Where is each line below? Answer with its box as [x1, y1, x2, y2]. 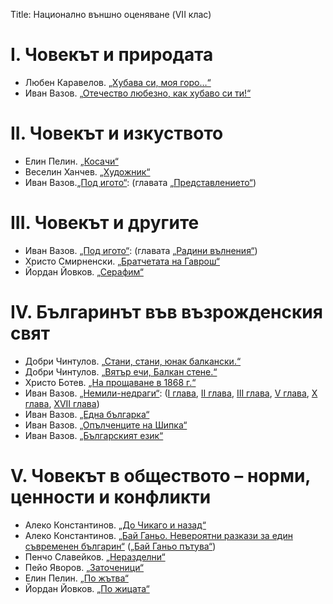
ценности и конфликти [10, 485, 212, 508]
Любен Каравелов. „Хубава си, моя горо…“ [24, 76, 212, 88]
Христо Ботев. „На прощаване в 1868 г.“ [24, 376, 197, 388]
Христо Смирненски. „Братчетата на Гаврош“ [24, 255, 221, 267]
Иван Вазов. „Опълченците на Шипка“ [24, 419, 188, 431]
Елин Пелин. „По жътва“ [24, 572, 129, 584]
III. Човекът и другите [10, 212, 200, 234]
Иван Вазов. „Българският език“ [24, 429, 164, 441]
